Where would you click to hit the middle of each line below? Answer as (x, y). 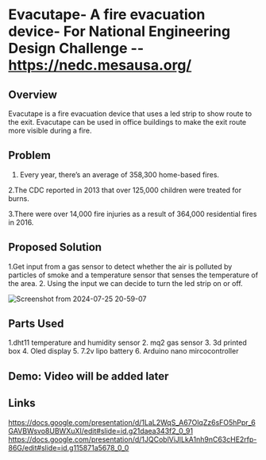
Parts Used (36, 324)
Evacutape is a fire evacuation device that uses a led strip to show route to (130, 114)
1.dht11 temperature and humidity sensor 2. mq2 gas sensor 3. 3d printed (128, 342)
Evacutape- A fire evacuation (107, 15)
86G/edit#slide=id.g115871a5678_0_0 (69, 447)
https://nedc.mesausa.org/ (100, 66)
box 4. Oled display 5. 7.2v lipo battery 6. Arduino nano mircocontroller (123, 351)
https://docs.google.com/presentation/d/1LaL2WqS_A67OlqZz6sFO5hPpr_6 (132, 422)
